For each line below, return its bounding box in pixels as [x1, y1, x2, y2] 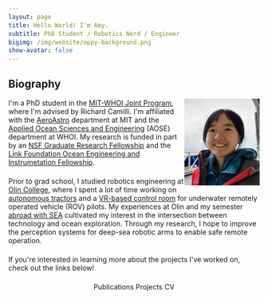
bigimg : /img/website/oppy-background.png [8, 38, 152, 46]
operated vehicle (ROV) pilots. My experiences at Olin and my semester [8, 202, 243, 211]
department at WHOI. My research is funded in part [8, 132, 178, 141]
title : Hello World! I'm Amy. [8, 21, 109, 30]
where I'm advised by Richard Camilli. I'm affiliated [8, 106, 175, 116]
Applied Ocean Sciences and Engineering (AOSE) [8, 124, 171, 133]
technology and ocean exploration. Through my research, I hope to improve [8, 218, 257, 228]
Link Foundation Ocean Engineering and [8, 148, 140, 159]
